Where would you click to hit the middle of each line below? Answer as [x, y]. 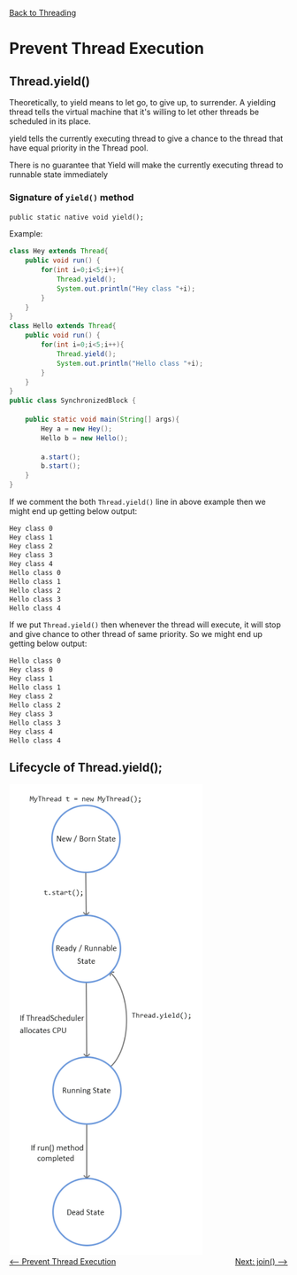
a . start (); [61, 457]
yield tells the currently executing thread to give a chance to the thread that [146, 138]
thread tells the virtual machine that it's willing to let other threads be [134, 112]
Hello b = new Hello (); [84, 438]
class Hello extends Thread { [63, 326]
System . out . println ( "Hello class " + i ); [129, 363]
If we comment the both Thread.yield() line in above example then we [138, 502]
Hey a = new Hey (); [77, 429]
